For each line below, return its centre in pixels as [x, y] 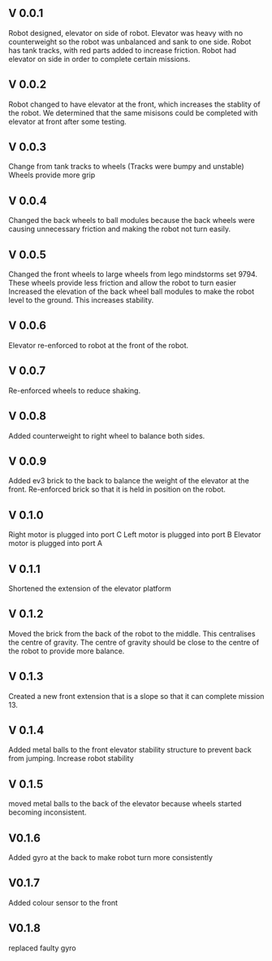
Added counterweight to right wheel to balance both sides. [107, 435]
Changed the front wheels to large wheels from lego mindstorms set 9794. [133, 274]
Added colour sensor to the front [63, 902]
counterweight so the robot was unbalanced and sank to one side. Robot [130, 41]
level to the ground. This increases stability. [81, 300]
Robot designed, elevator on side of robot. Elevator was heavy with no [126, 33]
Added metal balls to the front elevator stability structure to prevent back [130, 750]
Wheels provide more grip [52, 175]
